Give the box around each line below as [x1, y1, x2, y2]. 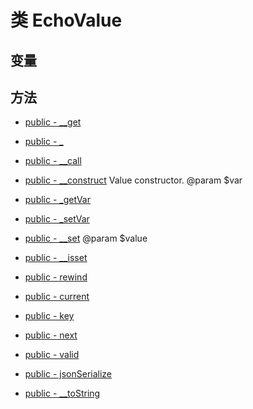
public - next [24, 329, 78, 341]
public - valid [24, 349, 80, 361]
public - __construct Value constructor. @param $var [24, 174, 243, 186]
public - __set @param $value [24, 232, 148, 245]
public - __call [24, 155, 82, 167]
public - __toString [24, 387, 101, 400]
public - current [24, 291, 90, 303]
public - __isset [24, 252, 88, 264]
